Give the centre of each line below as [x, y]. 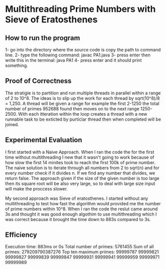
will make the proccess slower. [36, 188]
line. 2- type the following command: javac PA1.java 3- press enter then [78, 55]
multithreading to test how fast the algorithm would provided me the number [83, 203]
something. [17, 66]
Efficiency [21, 235]
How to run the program [43, 38]
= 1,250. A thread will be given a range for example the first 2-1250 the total [82, 103]
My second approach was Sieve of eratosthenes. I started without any [77, 198]
